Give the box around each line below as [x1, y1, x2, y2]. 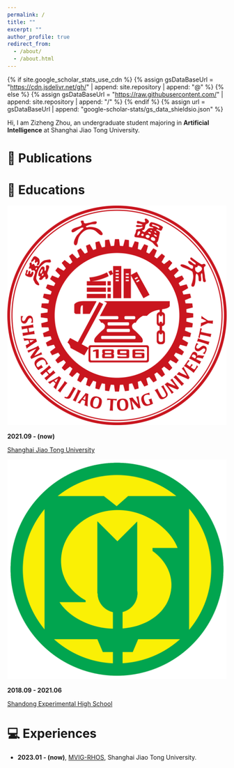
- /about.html [13, 56, 54, 63]
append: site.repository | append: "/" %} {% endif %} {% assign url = [7, 98, 205, 106]
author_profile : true [7, 33, 70, 40]
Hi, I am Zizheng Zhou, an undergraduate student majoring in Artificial [7, 118, 210, 127]
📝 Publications [7, 151, 93, 167]
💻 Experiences [7, 725, 97, 742]
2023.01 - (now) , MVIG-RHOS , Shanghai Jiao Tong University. [17, 753, 197, 762]
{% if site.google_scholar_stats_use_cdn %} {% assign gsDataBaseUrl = [7, 75, 214, 84]
